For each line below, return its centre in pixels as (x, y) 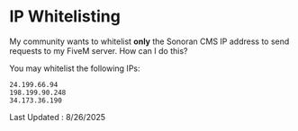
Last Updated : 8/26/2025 (58, 117)
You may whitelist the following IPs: (75, 68)
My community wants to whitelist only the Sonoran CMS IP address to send (149, 41)
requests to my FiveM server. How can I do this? (99, 50)
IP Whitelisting (65, 17)
